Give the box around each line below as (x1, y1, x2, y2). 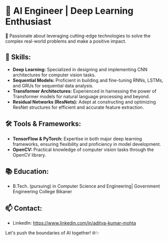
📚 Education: (5, 167, 49, 175)
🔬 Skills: (5, 53, 31, 62)
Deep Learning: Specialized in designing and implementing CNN (12, 66, 148, 72)
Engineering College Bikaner (12, 189, 72, 195)
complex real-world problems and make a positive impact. (5, 38, 127, 44)
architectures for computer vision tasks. (12, 72, 96, 78)
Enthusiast (5, 16, 52, 27)
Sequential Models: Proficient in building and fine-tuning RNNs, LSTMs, (12, 77, 163, 83)
